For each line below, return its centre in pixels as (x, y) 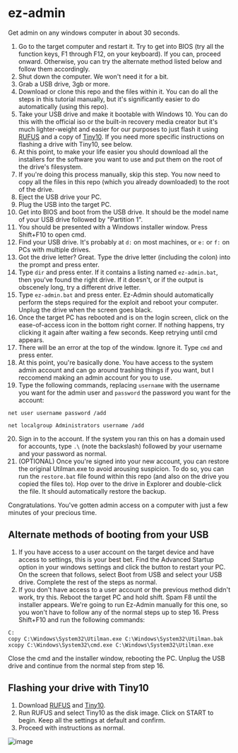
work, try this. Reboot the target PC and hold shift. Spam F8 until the (118, 597)
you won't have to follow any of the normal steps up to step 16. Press (119, 612)
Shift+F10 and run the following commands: (82, 619)
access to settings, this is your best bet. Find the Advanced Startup (116, 559)
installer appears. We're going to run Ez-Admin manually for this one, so (123, 604)
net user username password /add (57, 413)
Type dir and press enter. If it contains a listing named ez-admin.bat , (118, 272)
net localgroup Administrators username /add (76, 425)
